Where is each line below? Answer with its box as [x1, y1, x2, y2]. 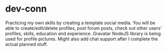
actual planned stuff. [5, 41, 48, 47]
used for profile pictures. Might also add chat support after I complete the [5, 36, 158, 42]
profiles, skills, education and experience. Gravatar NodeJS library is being [5, 30, 161, 36]
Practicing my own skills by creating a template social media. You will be [5, 20, 155, 26]
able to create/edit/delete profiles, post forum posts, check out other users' [5, 25, 162, 31]
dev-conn [5, 3, 47, 15]
